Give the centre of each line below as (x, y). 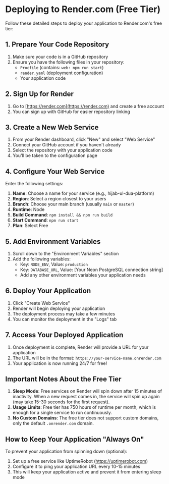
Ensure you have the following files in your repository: (68, 62)
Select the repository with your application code (62, 150)
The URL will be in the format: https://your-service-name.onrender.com (87, 358)
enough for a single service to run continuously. (62, 413)
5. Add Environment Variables (53, 241)
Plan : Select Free (30, 226)
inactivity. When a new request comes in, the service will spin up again (86, 397)
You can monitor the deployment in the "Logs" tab (65, 319)
